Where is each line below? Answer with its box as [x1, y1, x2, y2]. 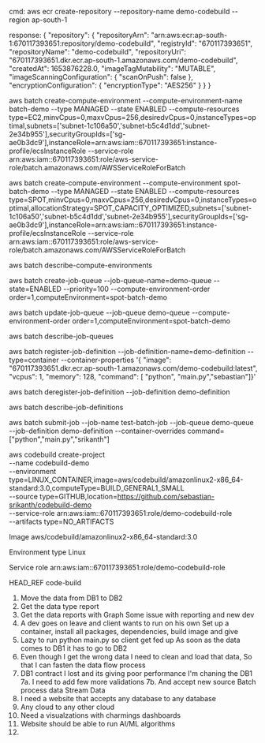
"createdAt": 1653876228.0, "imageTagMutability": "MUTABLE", [9, 64, 216, 73]
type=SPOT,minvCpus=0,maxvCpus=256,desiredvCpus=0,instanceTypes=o [9, 195, 257, 204]
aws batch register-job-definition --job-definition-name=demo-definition [9, 347, 246, 356]
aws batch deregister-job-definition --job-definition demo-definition [9, 387, 230, 397]
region [9, 15, 30, 24]
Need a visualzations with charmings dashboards [20, 711, 181, 720]
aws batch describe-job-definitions [9, 402, 124, 412]
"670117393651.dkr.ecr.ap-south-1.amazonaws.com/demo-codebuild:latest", [9, 364, 258, 373]
